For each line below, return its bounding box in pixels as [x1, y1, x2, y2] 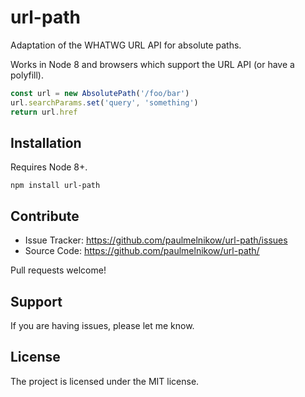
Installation [10, 134, 82, 151]
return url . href [10, 107, 78, 117]
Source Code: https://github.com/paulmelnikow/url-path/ [24, 245, 260, 257]
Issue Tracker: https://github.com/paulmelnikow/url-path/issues [24, 234, 288, 246]
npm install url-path [10, 181, 101, 191]
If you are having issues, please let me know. [10, 320, 195, 331]
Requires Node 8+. [10, 161, 88, 173]
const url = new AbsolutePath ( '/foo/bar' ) [10, 88, 190, 98]
